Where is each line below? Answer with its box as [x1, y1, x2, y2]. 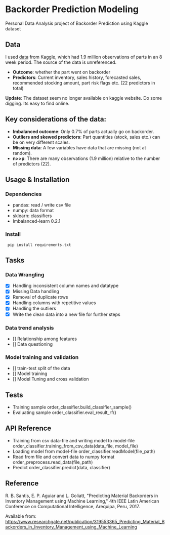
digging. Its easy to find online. [5, 100, 70, 106]
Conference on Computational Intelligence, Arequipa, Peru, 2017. [5, 503, 140, 509]
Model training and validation [5, 353, 79, 360]
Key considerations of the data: [5, 115, 106, 124]
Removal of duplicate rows [12, 294, 68, 300]
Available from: [5, 513, 36, 519]
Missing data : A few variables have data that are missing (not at [12, 144, 146, 150]
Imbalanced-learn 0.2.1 [12, 218, 61, 224]
